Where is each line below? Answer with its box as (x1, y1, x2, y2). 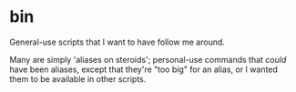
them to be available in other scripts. (9, 73, 147, 84)
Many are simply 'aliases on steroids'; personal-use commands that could (9, 54, 287, 65)
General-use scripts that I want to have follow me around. (9, 36, 226, 47)
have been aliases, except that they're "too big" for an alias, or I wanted (9, 64, 278, 75)
